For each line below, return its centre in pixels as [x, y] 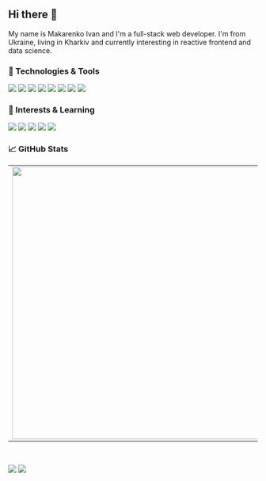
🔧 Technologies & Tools [54, 71]
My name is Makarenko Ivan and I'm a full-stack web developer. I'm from [127, 33]
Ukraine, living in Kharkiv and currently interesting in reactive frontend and [130, 42]
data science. [30, 50]
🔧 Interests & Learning [51, 110]
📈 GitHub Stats [38, 149]
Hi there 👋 [33, 15]
